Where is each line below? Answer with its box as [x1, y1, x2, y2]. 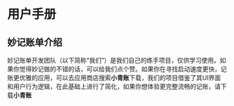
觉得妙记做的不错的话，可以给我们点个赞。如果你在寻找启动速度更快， [19, 65, 221, 73]
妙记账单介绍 [7, 36, 63, 48]
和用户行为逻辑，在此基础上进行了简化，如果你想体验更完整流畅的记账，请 [7, 82, 221, 91]
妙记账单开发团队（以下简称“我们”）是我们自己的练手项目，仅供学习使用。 [7, 56, 221, 64]
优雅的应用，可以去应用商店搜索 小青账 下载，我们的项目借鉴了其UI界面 [19, 74, 221, 82]
